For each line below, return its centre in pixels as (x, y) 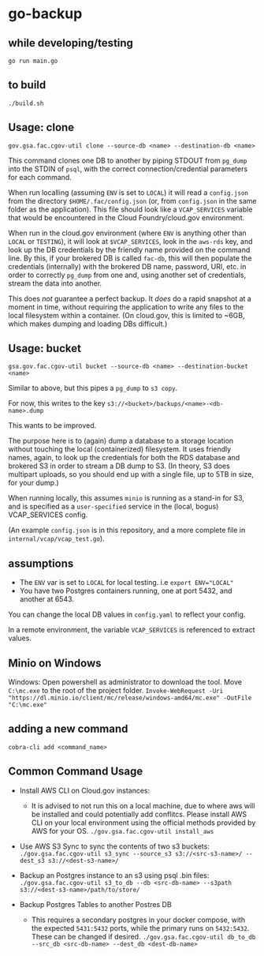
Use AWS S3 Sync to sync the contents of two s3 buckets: (115, 846)
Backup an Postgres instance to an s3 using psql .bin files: (114, 875)
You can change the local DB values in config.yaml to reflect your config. (127, 615)
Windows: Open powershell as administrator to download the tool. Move (125, 682)
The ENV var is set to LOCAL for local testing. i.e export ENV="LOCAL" (126, 583)
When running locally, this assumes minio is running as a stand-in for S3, (126, 498)
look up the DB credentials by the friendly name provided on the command (129, 249)
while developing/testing (71, 43)
